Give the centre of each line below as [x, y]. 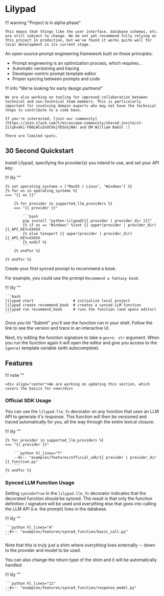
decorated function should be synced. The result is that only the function [79, 498]
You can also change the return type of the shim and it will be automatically [81, 560]
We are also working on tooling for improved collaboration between [76, 97]
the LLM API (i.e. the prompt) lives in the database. [56, 509]
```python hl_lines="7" [38, 453]
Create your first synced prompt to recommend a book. [61, 268]
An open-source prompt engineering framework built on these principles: [79, 53]
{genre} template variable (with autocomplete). [52, 348]
